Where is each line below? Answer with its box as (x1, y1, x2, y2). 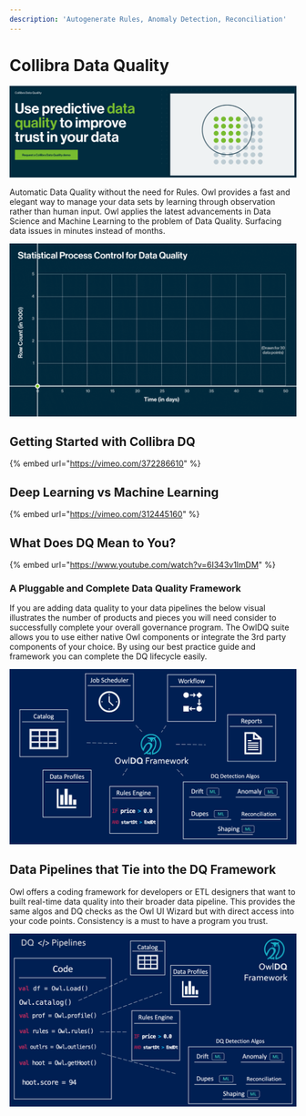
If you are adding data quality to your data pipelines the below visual (9, 603, 266, 614)
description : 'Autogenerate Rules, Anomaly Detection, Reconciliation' (9, 15, 287, 24)
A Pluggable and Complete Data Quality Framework (9, 583, 241, 595)
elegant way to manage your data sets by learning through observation (9, 197, 276, 208)
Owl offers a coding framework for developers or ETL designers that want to (9, 886, 296, 897)
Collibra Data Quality (9, 55, 170, 76)
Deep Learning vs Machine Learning (9, 484, 219, 500)
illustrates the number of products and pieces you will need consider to (9, 613, 277, 624)
